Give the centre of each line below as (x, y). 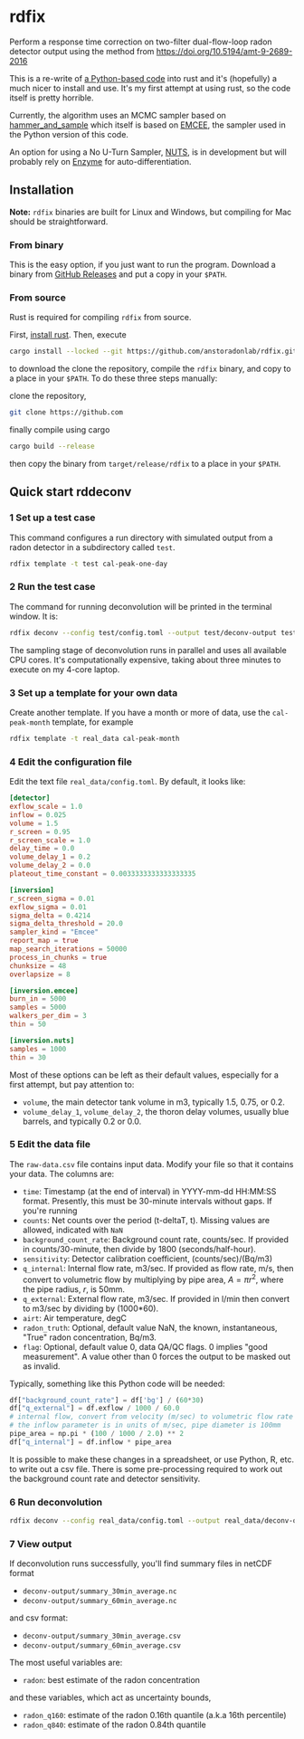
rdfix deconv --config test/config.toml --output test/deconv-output (143, 632)
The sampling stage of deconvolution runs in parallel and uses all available (148, 650)
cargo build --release (52, 447)
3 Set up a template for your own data (94, 692)
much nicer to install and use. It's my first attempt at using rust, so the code (150, 88)
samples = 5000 (38, 1007)
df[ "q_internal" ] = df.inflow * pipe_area (90, 1442)
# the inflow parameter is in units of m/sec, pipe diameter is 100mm (145, 1425)
